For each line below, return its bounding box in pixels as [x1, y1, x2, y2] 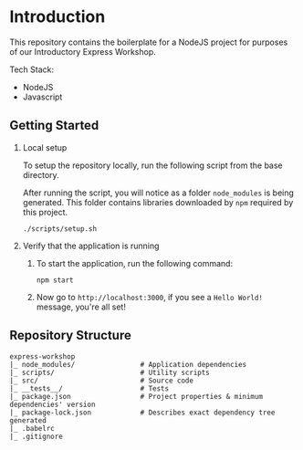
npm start [36, 276, 75, 285]
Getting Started [9, 118, 99, 133]
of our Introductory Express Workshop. [9, 46, 157, 57]
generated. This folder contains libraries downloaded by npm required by [22, 196, 294, 207]
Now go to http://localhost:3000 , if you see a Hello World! [36, 291, 263, 302]
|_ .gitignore [9, 432, 64, 441]
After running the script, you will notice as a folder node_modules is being [22, 187, 295, 198]
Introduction [9, 6, 106, 27]
